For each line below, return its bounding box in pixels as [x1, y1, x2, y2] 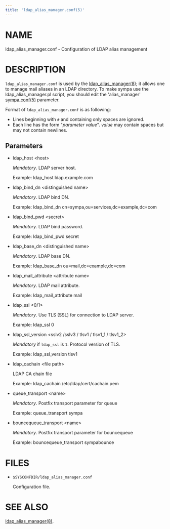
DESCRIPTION [5, 64, 66, 75]
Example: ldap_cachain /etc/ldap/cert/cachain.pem [12, 381, 119, 387]
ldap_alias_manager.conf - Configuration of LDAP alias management [5, 46, 148, 52]
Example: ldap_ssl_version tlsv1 [12, 351, 77, 357]
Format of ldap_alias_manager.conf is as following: [5, 106, 111, 112]
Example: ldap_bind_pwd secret [12, 233, 79, 239]
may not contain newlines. [12, 127, 67, 133]
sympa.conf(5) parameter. [5, 97, 60, 103]
